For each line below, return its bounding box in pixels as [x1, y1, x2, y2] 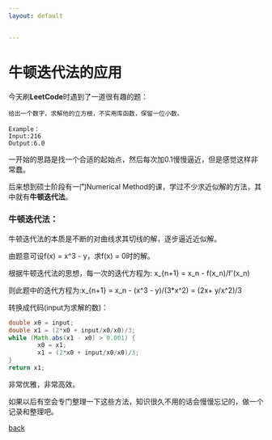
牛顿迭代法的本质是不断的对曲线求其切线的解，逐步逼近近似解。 [8, 234, 221, 243]
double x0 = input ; [8, 319, 74, 327]
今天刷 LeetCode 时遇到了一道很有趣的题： [8, 91, 148, 101]
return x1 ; [8, 364, 45, 372]
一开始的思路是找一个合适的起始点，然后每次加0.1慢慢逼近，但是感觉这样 [8, 154, 251, 164]
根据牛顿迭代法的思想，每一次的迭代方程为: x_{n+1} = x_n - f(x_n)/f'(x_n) [8, 268, 250, 277]
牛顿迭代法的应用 [8, 63, 123, 82]
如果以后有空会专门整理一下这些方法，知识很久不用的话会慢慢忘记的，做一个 [8, 396, 264, 406]
